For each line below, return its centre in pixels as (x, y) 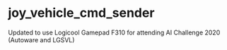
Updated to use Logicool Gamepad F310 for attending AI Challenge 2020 (114, 32)
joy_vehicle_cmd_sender (81, 13)
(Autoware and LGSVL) (41, 39)
